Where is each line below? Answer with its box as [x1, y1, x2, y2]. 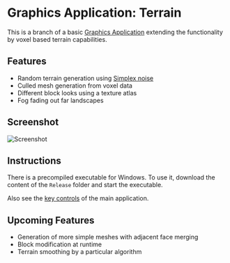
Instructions [7, 154, 61, 166]
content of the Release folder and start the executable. [7, 181, 163, 189]
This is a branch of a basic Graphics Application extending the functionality [7, 28, 223, 36]
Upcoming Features [7, 214, 95, 226]
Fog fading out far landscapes [17, 96, 104, 104]
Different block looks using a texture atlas [17, 88, 137, 97]
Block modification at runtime [17, 240, 102, 248]
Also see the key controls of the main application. [7, 194, 149, 202]
